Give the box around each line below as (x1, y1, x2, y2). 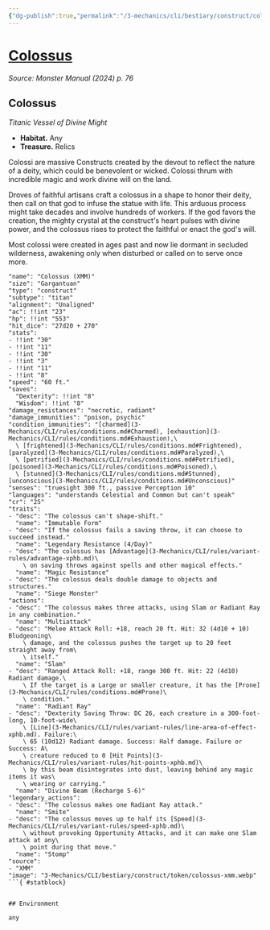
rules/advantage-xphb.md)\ (8, 555, 99, 563)
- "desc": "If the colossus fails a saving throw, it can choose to (8, 527, 243, 535)
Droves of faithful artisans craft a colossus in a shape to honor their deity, (8, 190, 252, 200)
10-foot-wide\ (29, 717, 78, 725)
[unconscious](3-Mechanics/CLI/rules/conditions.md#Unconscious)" (8, 477, 235, 486)
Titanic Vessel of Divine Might (8, 118, 108, 127)
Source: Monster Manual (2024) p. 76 (8, 73, 134, 83)
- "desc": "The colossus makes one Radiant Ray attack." (8, 801, 203, 809)
